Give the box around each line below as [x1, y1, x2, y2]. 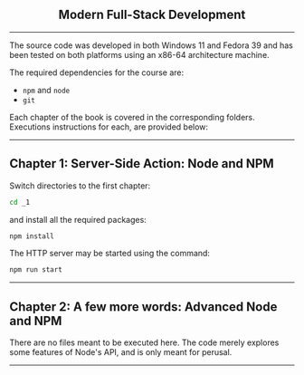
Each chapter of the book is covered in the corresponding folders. [9, 111, 255, 122]
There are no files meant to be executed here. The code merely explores [9, 337, 280, 348]
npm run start [9, 265, 63, 274]
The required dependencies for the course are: [9, 67, 185, 78]
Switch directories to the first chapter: [9, 180, 151, 191]
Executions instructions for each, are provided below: [9, 121, 209, 132]
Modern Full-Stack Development [58, 7, 246, 23]
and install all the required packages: [9, 214, 147, 225]
